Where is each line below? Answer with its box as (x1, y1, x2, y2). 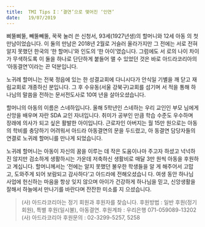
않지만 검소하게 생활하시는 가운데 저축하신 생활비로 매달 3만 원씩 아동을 (12, 155, 183, 162)
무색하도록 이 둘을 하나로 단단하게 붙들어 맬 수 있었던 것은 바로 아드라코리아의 (12, 55, 198, 62)
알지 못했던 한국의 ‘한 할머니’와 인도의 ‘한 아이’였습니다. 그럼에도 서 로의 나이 (6, 47, 188, 55)
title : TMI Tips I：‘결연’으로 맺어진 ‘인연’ (6, 9, 115, 15)
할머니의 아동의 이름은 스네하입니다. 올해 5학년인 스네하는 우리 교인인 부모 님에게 (6, 104, 199, 111)
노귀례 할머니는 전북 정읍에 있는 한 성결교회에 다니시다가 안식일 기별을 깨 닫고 (6, 76, 191, 83)
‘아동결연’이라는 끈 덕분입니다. (6, 62, 78, 70)
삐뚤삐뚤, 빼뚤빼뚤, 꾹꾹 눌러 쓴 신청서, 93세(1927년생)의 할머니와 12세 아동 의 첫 (6, 32, 199, 40)
